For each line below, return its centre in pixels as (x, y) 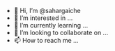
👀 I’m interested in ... (43, 18)
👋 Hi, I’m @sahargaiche (47, 11)
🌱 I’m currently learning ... (51, 25)
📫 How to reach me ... (46, 40)
